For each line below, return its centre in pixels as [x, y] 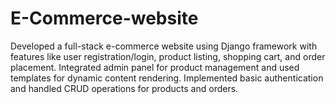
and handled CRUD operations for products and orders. [124, 88]
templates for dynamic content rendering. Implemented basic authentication [167, 78]
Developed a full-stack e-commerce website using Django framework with [164, 46]
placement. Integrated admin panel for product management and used [155, 67]
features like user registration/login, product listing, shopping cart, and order [168, 56]
